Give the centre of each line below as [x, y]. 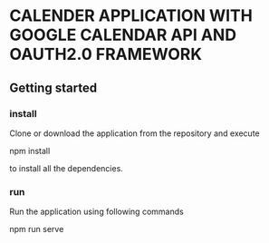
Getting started [53, 87]
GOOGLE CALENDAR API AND [123, 35]
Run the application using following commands [96, 212]
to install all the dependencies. [67, 168]
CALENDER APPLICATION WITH [131, 16]
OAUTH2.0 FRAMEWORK [106, 54]
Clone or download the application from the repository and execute [134, 133]
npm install [30, 151]
